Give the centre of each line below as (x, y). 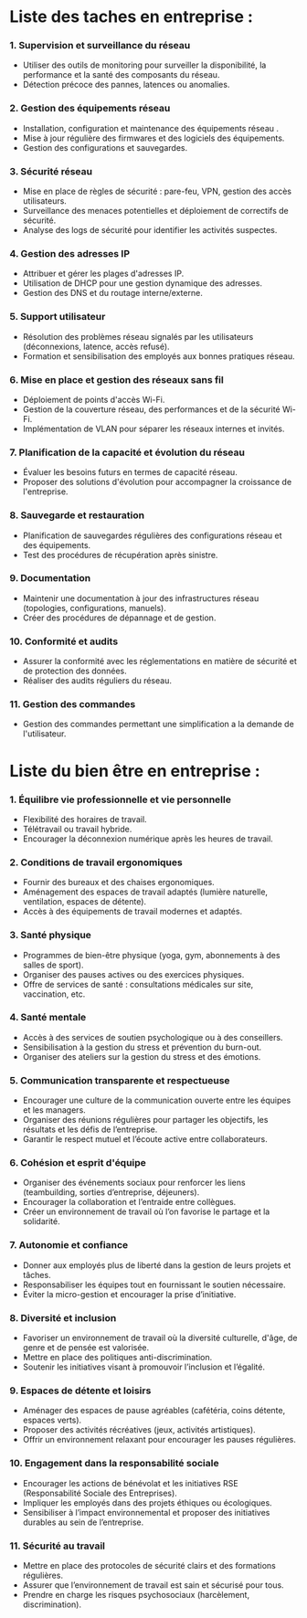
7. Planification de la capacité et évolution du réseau (127, 452)
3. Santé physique (50, 936)
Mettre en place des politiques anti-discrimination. (117, 1358)
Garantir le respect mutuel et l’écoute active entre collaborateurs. (145, 1139)
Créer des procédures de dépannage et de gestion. (119, 618)
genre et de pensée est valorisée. (86, 1348)
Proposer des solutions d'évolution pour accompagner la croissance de (157, 482)
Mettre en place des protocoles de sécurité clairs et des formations (149, 1565)
